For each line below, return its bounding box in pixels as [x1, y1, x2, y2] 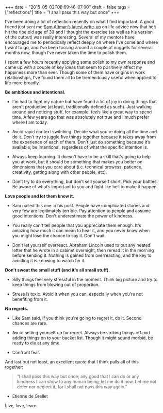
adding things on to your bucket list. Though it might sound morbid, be [12, 335, 153, 341]
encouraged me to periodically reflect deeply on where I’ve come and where [5, 39, 158, 45]
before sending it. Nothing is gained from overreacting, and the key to [12, 252, 152, 258]
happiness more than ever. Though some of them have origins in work [5, 70, 146, 75]
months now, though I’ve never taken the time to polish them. [5, 50, 127, 55]
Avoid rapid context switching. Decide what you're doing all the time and [12, 129, 157, 134]
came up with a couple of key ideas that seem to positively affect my [5, 64, 142, 70]
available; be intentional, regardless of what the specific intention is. [12, 144, 148, 150]
